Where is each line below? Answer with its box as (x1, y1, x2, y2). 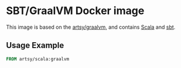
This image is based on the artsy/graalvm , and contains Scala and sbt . (6, 23, 176, 30)
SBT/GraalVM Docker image (6, 4, 145, 18)
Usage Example (6, 40, 64, 50)
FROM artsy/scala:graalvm (6, 56, 69, 62)
